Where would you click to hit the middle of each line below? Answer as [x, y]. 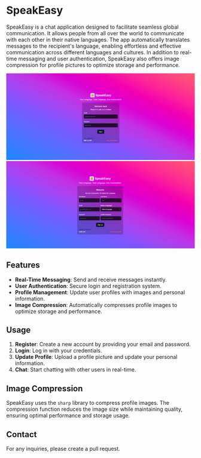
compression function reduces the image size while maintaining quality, [95, 409]
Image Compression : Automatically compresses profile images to [96, 305]
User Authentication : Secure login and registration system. [88, 286]
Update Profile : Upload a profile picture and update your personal [96, 357]
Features [23, 265]
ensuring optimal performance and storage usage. [68, 416]
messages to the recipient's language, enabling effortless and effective [94, 46]
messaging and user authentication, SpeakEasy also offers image [99, 59]
